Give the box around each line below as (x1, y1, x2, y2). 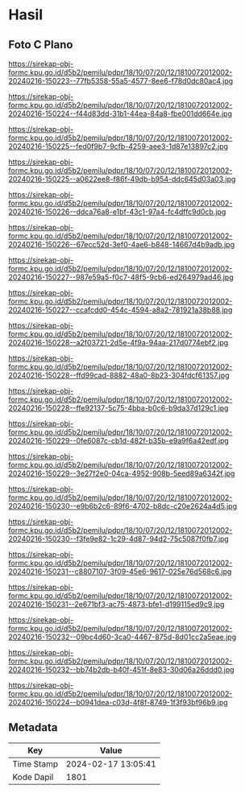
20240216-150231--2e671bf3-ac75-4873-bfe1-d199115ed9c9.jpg (8, 600, 225, 609)
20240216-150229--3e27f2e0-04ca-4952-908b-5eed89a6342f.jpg (8, 469, 235, 478)
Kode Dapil (12, 771, 54, 783)
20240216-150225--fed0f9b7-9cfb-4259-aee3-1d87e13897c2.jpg (8, 142, 228, 151)
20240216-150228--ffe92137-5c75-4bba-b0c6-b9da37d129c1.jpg (8, 403, 229, 412)
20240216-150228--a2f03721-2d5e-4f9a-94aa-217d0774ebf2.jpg (8, 338, 229, 347)
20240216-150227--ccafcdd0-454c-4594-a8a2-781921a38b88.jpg (8, 305, 233, 315)
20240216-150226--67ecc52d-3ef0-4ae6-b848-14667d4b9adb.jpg (8, 240, 235, 249)
